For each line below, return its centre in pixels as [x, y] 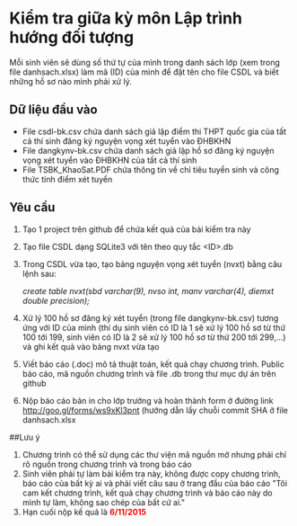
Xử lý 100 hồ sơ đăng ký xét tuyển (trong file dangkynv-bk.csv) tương [150, 317]
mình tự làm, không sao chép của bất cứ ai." [104, 502]
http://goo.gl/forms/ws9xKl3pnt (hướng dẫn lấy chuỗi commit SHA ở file [155, 410]
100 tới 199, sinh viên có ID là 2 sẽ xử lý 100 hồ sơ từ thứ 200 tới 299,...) [154, 337]
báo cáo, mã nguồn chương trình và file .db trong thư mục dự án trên [149, 373]
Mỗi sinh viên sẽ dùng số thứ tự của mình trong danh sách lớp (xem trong [145, 62]
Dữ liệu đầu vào [53, 110]
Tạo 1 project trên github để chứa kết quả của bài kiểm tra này [136, 229]
